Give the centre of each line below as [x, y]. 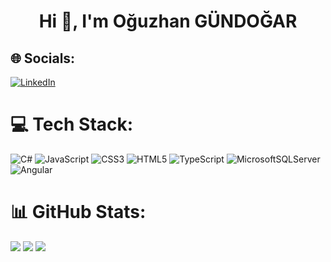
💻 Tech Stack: [72, 124]
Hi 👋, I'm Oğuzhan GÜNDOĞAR [168, 21]
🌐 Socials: [43, 58]
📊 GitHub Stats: [78, 212]
